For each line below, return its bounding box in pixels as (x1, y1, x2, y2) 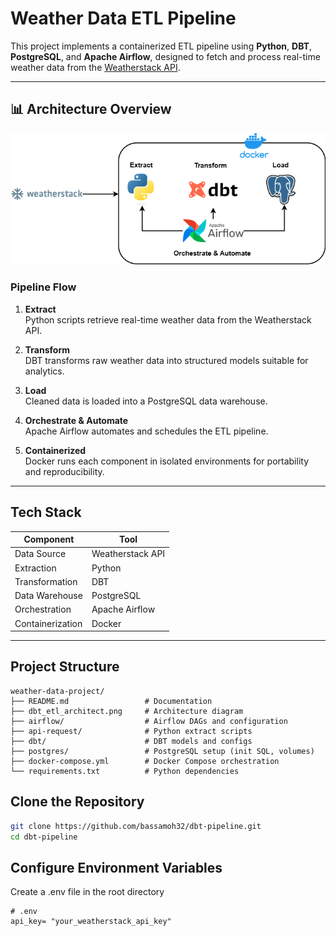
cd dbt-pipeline (10, 832, 78, 842)
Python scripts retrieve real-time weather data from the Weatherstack (24, 313, 312, 326)
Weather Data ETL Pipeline (10, 7, 237, 30)
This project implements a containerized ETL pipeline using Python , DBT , (10, 40, 313, 52)
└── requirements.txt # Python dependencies (10, 766, 240, 776)
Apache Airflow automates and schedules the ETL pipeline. (24, 425, 269, 437)
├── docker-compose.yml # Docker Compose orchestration (10, 756, 280, 766)
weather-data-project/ (10, 686, 105, 696)
